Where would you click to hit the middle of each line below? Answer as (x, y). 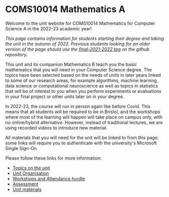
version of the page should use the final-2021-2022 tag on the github (77, 49)
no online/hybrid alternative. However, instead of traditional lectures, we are (84, 122)
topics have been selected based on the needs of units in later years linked (83, 75)
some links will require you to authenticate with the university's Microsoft (81, 143)
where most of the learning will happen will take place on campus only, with (84, 117)
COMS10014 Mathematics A (65, 9)
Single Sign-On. (22, 148)
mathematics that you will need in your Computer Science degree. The (79, 70)
